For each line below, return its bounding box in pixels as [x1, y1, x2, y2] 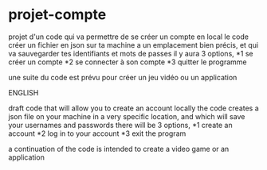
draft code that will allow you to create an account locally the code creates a [8, 103, 259, 113]
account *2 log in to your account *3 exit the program [8, 129, 187, 138]
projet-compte [8, 6, 107, 24]
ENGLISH [8, 87, 39, 97]
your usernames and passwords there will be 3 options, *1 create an [8, 120, 233, 129]
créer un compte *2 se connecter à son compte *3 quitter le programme [8, 57, 247, 67]
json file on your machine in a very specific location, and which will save [8, 111, 245, 121]
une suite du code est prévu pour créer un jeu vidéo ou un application [8, 72, 238, 82]
